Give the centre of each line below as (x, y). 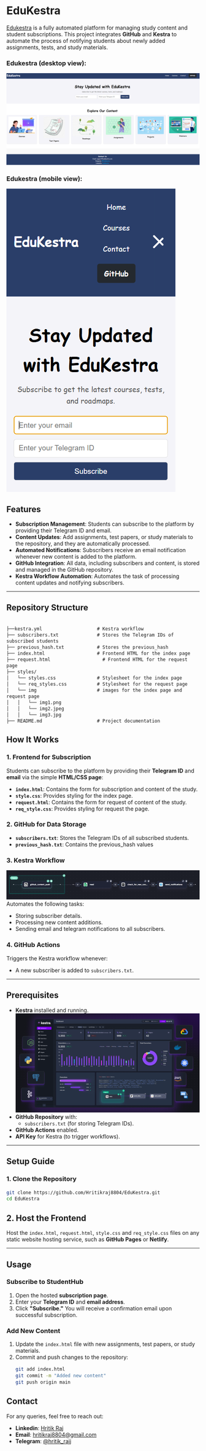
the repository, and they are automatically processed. (82, 543)
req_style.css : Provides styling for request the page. (82, 809)
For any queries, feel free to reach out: (55, 1416)
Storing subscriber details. (49, 916)
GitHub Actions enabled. (47, 1130)
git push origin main (43, 1382)
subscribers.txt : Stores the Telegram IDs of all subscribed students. (102, 838)
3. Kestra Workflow (36, 860)
